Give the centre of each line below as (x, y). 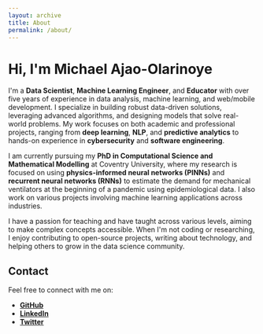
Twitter (31, 322)
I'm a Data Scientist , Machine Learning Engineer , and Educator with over (129, 90)
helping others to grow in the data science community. (96, 246)
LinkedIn (34, 314)
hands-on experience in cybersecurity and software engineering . (117, 141)
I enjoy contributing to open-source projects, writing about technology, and (130, 238)
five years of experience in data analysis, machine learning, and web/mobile (132, 99)
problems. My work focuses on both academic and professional (131, 124)
